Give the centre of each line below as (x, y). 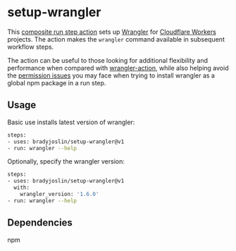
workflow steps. (31, 47)
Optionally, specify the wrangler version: (66, 161)
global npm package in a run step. (57, 82)
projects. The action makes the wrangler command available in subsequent (116, 39)
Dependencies (40, 223)
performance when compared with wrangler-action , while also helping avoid (118, 68)
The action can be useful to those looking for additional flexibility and (108, 60)
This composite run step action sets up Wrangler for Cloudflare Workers (112, 32)
